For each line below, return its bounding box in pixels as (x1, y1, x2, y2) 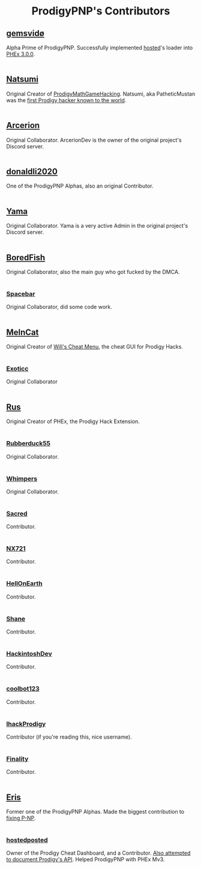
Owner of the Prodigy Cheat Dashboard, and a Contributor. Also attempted (6, 849, 191, 857)
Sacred (6, 509, 28, 517)
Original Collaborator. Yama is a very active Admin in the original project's (6, 222, 188, 230)
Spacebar (6, 290, 35, 298)
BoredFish (6, 252, 46, 263)
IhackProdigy (6, 719, 46, 728)
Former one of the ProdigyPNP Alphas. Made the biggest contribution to (6, 808, 185, 816)
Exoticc (6, 365, 29, 373)
